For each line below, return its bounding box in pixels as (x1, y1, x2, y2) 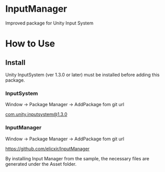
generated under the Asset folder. (5, 161, 77, 167)
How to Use (5, 38, 55, 50)
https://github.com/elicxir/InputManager (5, 145, 90, 152)
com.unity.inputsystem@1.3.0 (5, 111, 68, 117)
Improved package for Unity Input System (5, 20, 94, 26)
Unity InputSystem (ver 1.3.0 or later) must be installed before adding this (5, 71, 160, 78)
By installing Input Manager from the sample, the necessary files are (5, 155, 150, 161)
